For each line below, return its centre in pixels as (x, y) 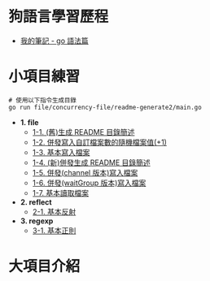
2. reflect (36, 202)
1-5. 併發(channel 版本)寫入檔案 (85, 172)
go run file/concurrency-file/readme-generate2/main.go (105, 107)
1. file (29, 122)
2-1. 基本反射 (54, 211)
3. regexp (37, 221)
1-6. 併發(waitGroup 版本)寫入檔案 (89, 183)
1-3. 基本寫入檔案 (61, 152)
